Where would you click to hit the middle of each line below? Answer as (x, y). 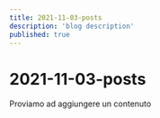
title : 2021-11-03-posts (56, 18)
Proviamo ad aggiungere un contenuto (80, 104)
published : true (40, 34)
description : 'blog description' (72, 26)
